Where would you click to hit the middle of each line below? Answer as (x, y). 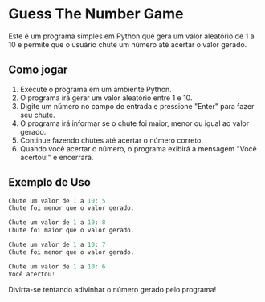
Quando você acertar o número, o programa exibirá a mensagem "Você (138, 148)
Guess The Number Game (96, 14)
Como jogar (38, 70)
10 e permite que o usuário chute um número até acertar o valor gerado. (128, 44)
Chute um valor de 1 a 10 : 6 (57, 266)
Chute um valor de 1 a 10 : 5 (57, 201)
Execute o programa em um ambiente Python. (96, 89)
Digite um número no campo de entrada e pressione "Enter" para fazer (137, 106)
